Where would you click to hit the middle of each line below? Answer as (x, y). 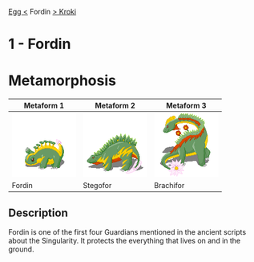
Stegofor (97, 186)
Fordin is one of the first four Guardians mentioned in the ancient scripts (127, 232)
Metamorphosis (62, 81)
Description (38, 213)
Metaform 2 (115, 105)
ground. (21, 249)
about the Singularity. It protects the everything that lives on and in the (125, 241)
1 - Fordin (40, 44)
